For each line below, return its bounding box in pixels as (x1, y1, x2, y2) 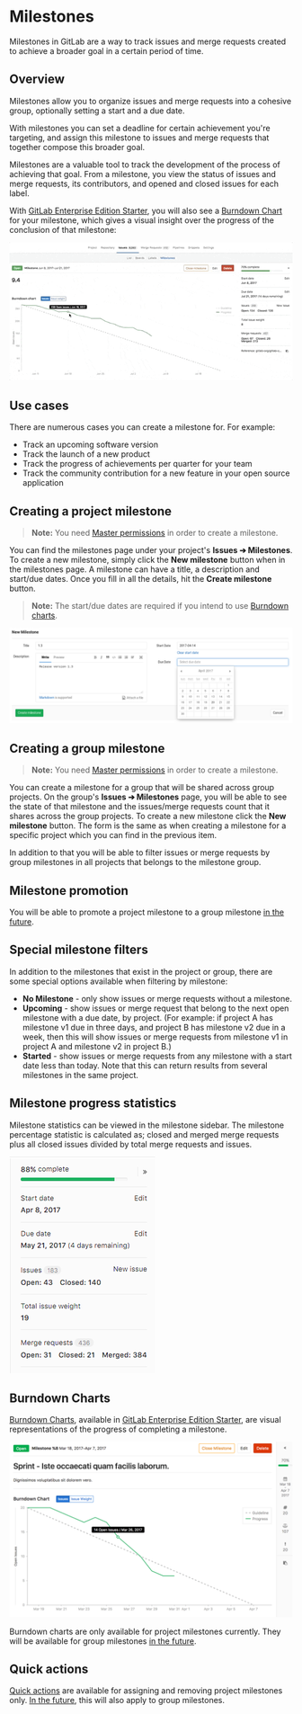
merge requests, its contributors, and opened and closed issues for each (9, 178, 280, 189)
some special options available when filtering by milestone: (9, 976, 228, 986)
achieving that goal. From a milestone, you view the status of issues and (9, 168, 277, 179)
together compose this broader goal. (9, 141, 146, 152)
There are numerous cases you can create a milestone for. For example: (9, 422, 276, 433)
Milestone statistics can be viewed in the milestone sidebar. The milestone (9, 1120, 285, 1130)
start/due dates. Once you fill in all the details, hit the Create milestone (9, 574, 272, 585)
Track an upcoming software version (22, 439, 159, 451)
